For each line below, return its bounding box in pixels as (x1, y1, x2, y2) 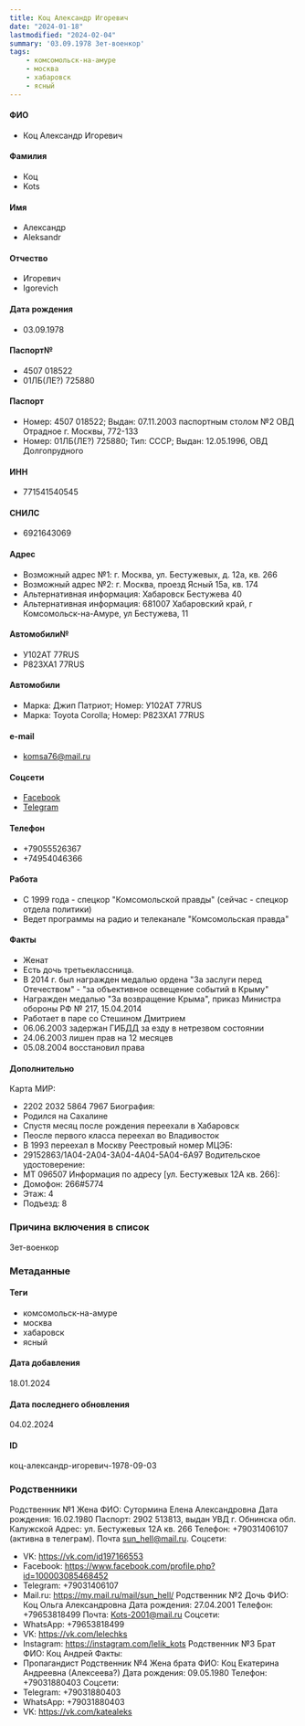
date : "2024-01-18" (9, 22, 84, 31)
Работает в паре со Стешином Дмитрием (22, 1013, 186, 1024)
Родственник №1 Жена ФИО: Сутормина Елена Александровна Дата (9, 1504, 279, 1515)
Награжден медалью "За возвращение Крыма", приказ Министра (22, 993, 281, 1005)
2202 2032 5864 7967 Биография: (22, 1101, 155, 1112)
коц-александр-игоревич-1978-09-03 (9, 1460, 157, 1471)
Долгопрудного (22, 445, 84, 457)
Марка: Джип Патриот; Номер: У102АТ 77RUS (22, 700, 203, 711)
